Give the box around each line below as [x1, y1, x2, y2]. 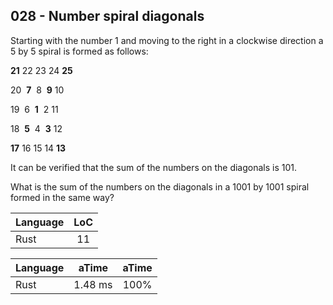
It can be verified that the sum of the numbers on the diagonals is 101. [10, 161, 298, 173]
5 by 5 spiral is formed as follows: [10, 45, 149, 57]
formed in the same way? [10, 191, 115, 203]
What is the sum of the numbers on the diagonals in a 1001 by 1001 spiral [10, 180, 310, 193]
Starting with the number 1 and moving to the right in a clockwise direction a [10, 34, 324, 46]
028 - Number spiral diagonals [10, 8, 205, 25]
